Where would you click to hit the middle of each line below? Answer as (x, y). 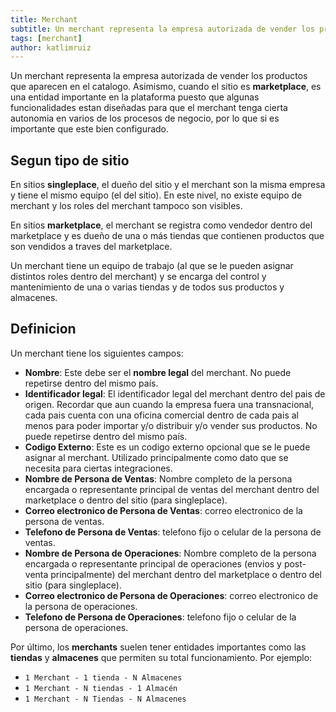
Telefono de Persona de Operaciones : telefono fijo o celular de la (160, 617)
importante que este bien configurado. (90, 129)
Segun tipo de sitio (70, 160)
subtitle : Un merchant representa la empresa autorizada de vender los (162, 29)
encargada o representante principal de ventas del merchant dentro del (172, 489)
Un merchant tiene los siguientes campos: (97, 353)
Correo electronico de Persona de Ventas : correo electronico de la (163, 510)
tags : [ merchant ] (46, 38)
